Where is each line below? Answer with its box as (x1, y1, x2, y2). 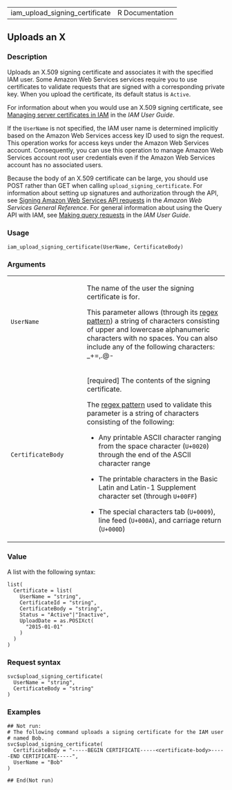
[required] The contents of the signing (86, 376, 211, 385)
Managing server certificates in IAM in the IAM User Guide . (7, 110, 175, 119)
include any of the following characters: (86, 342, 215, 351)
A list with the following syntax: (7, 568, 96, 576)
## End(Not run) (7, 777, 54, 784)
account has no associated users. (7, 160, 104, 168)
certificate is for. (86, 292, 140, 302)
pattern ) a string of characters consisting (86, 316, 220, 326)
